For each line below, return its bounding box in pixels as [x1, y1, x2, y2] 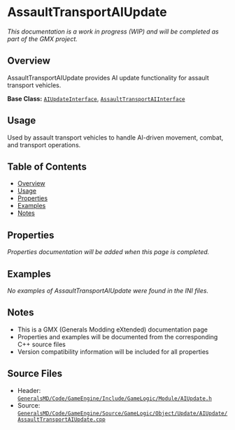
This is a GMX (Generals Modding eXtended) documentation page [17, 325, 208, 334]
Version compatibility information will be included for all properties [17, 347, 209, 356]
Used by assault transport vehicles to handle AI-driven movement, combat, [7, 133, 224, 142]
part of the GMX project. [7, 34, 78, 43]
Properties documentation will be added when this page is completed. [7, 248, 210, 256]
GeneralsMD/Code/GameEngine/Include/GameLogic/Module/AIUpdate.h [17, 395, 212, 402]
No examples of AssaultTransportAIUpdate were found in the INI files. [7, 287, 208, 295]
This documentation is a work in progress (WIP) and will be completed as [7, 27, 219, 36]
